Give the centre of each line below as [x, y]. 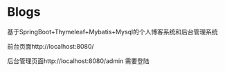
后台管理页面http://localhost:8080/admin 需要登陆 [79, 61]
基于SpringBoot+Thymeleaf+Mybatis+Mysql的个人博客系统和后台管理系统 [112, 32]
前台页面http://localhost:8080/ [51, 46]
